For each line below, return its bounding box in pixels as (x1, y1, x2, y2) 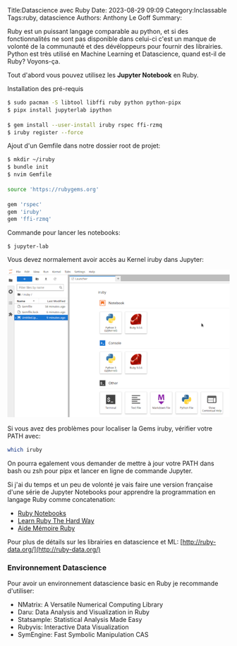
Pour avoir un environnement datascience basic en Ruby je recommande (7, 579, 219, 587)
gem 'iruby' (7, 208, 42, 215)
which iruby (7, 446, 42, 454)
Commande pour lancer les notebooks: (7, 229, 121, 237)
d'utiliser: (7, 586, 35, 595)
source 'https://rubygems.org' (7, 186, 99, 193)
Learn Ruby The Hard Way (17, 517, 95, 525)
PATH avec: (7, 432, 41, 441)
